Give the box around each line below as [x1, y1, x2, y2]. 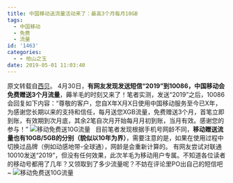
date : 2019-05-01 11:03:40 [7, 62, 86, 69]
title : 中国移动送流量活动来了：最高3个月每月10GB [7, 10, 138, 17]
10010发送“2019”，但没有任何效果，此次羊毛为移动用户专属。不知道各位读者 [7, 150, 226, 159]
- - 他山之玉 [13, 55, 47, 62]
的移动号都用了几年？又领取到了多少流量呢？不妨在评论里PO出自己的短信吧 [7, 159, 223, 168]
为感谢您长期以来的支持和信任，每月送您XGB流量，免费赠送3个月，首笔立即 [7, 107, 225, 116]
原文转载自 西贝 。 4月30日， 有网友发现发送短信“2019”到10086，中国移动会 [7, 81, 225, 90]
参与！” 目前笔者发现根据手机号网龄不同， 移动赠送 [7, 125, 218, 133]
